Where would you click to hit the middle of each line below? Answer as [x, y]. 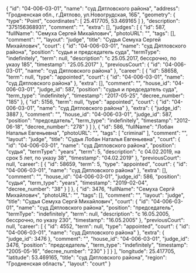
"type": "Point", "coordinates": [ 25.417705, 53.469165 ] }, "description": [93, 21]
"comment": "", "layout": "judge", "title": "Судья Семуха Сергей [83, 40]
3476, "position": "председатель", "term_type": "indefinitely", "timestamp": [97, 245]
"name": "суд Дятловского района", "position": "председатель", [95, 208]
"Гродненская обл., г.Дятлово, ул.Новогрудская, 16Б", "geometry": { [91, 15]
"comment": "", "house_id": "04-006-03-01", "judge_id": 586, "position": [94, 176]
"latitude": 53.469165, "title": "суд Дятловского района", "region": [87, 257]
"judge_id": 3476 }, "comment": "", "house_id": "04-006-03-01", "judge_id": [98, 239]
